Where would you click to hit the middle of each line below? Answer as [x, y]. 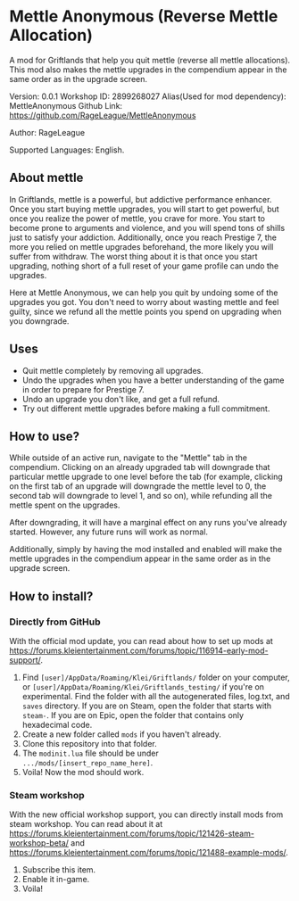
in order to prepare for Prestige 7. [83, 389]
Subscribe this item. [59, 870]
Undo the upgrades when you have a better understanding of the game [153, 380]
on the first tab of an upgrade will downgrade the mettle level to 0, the [138, 486]
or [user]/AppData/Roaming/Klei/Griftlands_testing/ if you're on [143, 687]
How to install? [51, 596]
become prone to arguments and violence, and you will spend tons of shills [147, 227]
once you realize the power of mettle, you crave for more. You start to [137, 218]
